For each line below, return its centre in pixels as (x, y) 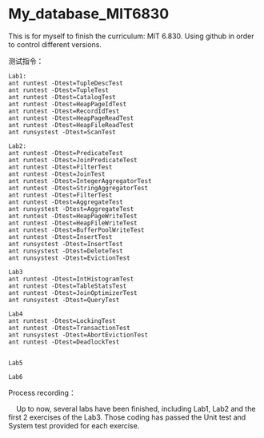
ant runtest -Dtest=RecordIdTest (64, 111)
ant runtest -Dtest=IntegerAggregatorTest (80, 181)
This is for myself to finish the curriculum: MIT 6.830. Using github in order (131, 36)
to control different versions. (55, 44)
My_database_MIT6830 (89, 14)
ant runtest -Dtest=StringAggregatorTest (78, 188)
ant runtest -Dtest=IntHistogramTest (71, 279)
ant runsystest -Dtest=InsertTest (66, 244)
